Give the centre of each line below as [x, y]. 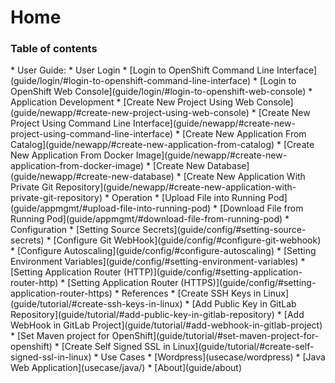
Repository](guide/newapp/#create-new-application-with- [176, 187]
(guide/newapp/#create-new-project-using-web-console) [130, 113]
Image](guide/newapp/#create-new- [211, 155]
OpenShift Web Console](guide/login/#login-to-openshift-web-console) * [161, 92]
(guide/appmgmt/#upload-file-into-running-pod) [111, 208]
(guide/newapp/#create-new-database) [92, 177]
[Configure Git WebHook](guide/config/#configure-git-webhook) [187, 240]
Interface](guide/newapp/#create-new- [214, 123]
